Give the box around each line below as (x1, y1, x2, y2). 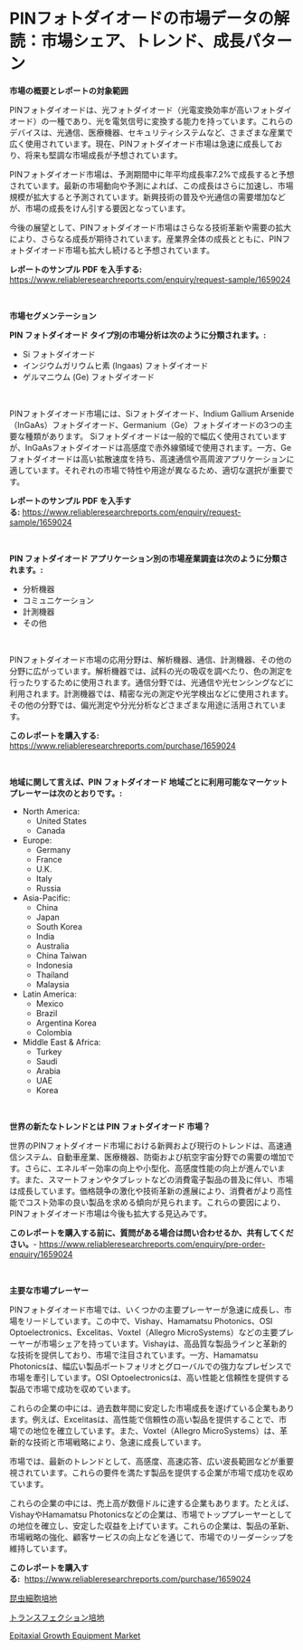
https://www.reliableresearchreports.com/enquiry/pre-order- (39, 1238, 266, 1249)
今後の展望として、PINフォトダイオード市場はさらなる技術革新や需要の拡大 (9, 222, 292, 233)
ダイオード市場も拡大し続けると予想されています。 (24, 244, 215, 255)
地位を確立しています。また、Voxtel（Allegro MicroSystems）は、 (33, 1425, 280, 1435)
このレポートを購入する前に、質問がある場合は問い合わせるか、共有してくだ (9, 1227, 294, 1238)
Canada (35, 825, 66, 835)
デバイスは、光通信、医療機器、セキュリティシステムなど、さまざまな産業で (9, 127, 294, 138)
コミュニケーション (22, 595, 95, 606)
